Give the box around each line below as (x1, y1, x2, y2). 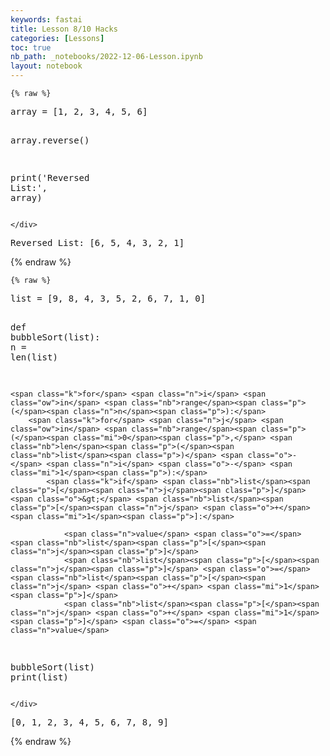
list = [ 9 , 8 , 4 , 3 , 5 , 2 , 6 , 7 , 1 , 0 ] (10, 293, 207, 304)
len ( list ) (10, 352, 58, 363)
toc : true (10, 42, 52, 53)
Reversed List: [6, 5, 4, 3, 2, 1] (10, 237, 185, 248)
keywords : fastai (10, 14, 83, 25)
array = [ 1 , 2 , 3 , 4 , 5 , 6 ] (10, 106, 148, 117)
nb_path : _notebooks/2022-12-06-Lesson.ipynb (10, 52, 203, 62)
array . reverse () (10, 135, 90, 146)
